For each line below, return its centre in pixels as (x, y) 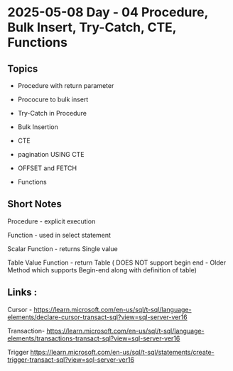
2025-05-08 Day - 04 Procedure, (108, 12)
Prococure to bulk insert (53, 99)
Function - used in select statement (59, 235)
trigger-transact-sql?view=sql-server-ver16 (71, 360)
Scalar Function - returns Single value (63, 248)
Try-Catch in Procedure (52, 113)
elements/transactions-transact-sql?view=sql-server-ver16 (94, 338)
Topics (23, 68)
